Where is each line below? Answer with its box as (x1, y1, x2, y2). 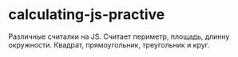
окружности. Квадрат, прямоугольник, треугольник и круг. (8, 40, 210, 49)
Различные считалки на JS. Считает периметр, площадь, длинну (8, 32, 230, 41)
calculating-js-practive (8, 6, 165, 24)
